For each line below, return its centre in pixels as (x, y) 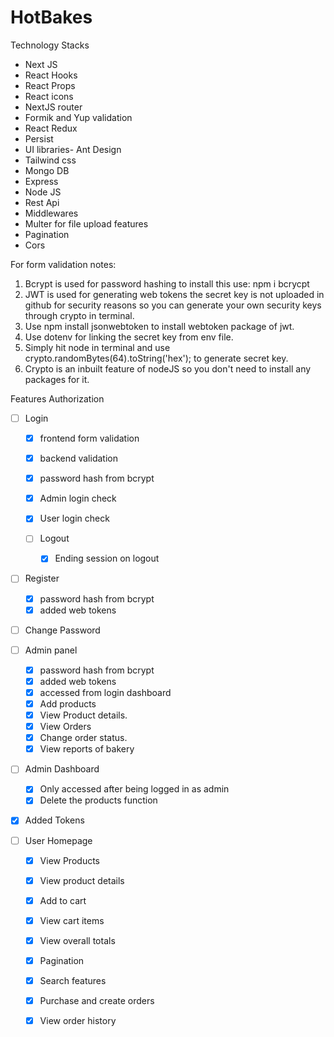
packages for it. (57, 379)
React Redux (51, 128)
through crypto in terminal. (79, 315)
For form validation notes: (63, 264)
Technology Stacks (50, 45)
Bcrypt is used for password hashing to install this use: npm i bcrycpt (167, 283)
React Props (50, 85)
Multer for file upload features (86, 223)
